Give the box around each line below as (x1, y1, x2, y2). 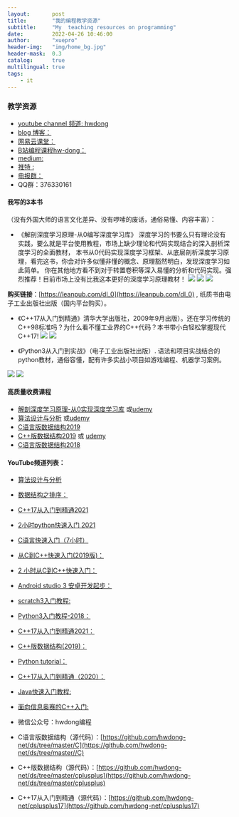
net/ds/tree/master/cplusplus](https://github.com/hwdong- (17, 771, 191, 780)
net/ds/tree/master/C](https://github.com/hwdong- (17, 741, 167, 749)
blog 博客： (17, 128, 52, 136)
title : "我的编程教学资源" (7, 17, 101, 24)
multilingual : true (7, 63, 65, 71)
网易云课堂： (17, 137, 55, 145)
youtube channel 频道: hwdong (17, 119, 109, 128)
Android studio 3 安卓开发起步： (17, 582, 112, 590)
